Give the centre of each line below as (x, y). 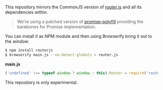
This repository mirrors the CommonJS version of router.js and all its (73, 7)
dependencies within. (27, 12)
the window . (17, 41)
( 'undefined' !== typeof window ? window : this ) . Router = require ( (76, 73)
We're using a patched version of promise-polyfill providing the (80, 22)
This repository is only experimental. (41, 82)
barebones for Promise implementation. (56, 27)
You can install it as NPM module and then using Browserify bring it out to (79, 36)
